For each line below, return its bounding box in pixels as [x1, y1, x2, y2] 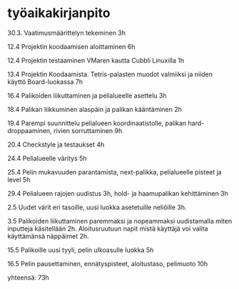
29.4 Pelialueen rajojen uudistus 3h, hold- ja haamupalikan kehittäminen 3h [7, 189, 228, 197]
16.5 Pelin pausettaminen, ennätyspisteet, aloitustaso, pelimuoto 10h [7, 259, 208, 268]
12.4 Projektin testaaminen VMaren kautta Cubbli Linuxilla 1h [7, 56, 184, 65]
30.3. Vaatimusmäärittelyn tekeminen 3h [7, 28, 126, 37]
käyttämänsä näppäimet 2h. [7, 231, 89, 240]
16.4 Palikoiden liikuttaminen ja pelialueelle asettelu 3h [7, 91, 167, 100]
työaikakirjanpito [7, 5, 111, 21]
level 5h [7, 175, 31, 184]
